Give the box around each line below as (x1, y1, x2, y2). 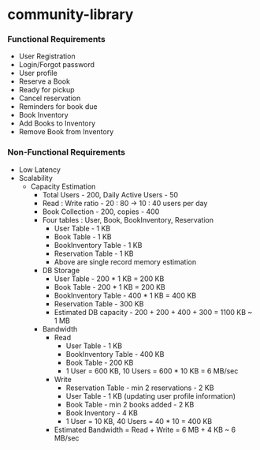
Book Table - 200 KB (65, 358, 134, 367)
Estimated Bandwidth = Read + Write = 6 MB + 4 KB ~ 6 (54, 425, 236, 434)
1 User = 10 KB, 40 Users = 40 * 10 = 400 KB (65, 416, 213, 426)
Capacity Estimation (30, 182, 96, 191)
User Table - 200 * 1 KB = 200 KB (54, 274, 165, 283)
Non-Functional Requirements (7, 147, 125, 158)
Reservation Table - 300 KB (54, 298, 144, 309)
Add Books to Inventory (18, 118, 96, 128)
